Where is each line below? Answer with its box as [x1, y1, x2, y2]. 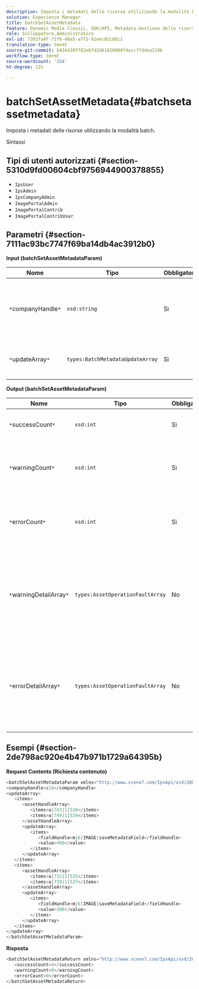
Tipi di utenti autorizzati [6, 156, 96, 166]
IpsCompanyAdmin [14, 194, 55, 201]
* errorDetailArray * [9, 681, 60, 690]
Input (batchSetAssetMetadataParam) [6, 254, 102, 261]
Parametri [6, 229, 43, 239]
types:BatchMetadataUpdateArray [66, 356, 158, 362]
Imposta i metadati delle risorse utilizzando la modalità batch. [6, 127, 156, 134]
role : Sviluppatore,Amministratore [6, 31, 94, 37]
